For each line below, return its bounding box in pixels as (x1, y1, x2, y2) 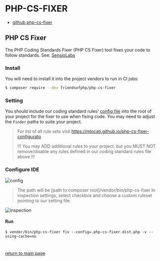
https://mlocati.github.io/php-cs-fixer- (71, 128, 149, 134)
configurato (17, 134, 41, 140)
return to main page (5, 250, 45, 256)
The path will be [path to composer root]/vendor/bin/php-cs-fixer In (17, 187, 156, 193)
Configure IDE (5, 166, 40, 173)
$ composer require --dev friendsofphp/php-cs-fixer (5, 85, 116, 91)
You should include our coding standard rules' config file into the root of (5, 108, 152, 114)
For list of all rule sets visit (17, 128, 71, 134)
